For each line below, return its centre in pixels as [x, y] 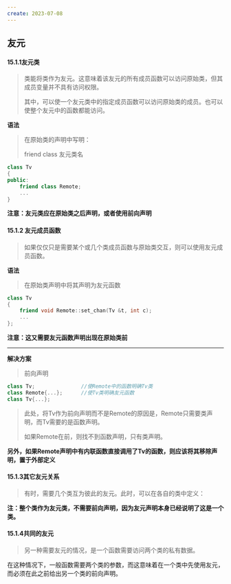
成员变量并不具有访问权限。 [63, 87]
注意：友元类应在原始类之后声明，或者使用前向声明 [79, 213]
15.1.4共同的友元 [31, 534]
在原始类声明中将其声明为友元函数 [72, 285]
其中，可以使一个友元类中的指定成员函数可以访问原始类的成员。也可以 [123, 102]
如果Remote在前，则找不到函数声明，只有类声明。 [95, 436]
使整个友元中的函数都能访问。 [66, 110]
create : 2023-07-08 [35, 13]
